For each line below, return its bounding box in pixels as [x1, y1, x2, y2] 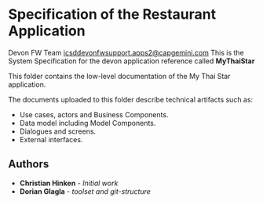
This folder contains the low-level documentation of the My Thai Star [8, 71, 231, 81]
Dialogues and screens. [19, 127, 97, 136]
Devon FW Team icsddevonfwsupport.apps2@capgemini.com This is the [8, 48, 245, 57]
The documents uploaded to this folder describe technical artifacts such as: [8, 95, 254, 104]
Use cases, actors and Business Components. [19, 109, 169, 119]
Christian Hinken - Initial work [19, 178, 119, 188]
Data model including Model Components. [19, 118, 156, 127]
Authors [8, 158, 49, 171]
